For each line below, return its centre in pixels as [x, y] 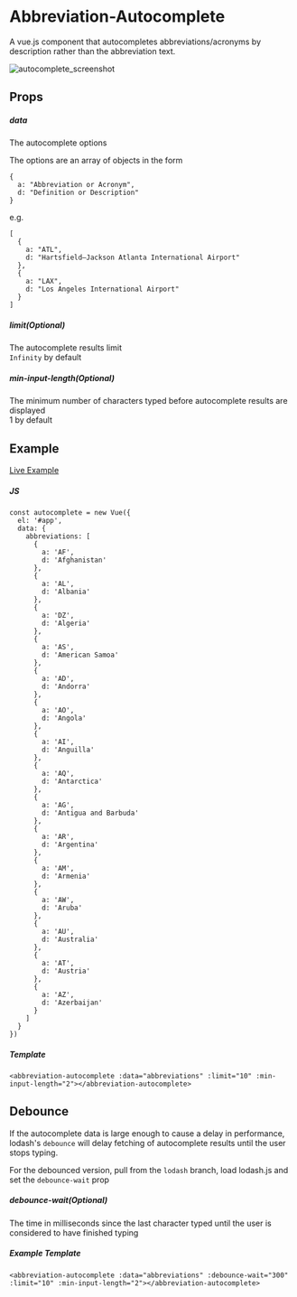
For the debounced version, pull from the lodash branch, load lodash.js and [149, 1170]
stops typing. [34, 1152]
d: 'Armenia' [66, 877]
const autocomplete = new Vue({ [70, 513]
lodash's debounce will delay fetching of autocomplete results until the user [148, 1143]
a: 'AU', [58, 932]
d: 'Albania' [66, 592]
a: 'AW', [58, 900]
